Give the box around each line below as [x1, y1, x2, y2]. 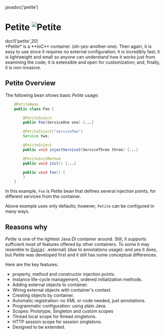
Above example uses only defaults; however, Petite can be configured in [5, 203, 155, 209]
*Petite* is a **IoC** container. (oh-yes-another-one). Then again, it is [5, 43, 152, 49]
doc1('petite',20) [5, 38, 39, 44]
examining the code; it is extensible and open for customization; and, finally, [5, 59, 161, 65]
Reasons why [5, 223, 48, 231]
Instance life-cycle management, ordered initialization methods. [12, 276, 143, 282]
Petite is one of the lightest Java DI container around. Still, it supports [5, 236, 147, 242]
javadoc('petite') [5, 4, 39, 10]
